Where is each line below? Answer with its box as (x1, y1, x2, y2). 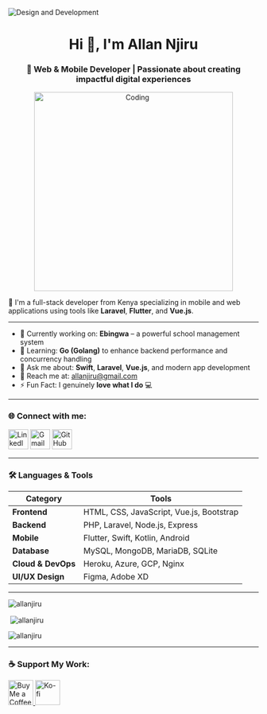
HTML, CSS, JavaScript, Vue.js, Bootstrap (83, 506, 239, 517)
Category (25, 494, 62, 505)
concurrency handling (19, 354, 92, 364)
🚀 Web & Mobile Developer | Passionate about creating (26, 64, 241, 75)
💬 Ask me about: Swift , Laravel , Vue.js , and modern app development (19, 363, 250, 373)
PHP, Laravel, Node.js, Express (83, 520, 199, 531)
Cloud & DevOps (12, 558, 76, 569)
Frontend (12, 506, 48, 517)
